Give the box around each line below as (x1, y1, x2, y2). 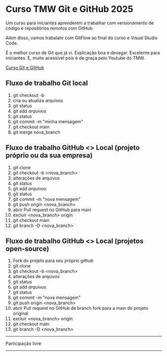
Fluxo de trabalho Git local (5, 79, 88, 87)
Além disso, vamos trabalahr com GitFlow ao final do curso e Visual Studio (5, 35, 158, 41)
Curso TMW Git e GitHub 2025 (5, 3, 133, 15)
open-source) (5, 244, 49, 253)
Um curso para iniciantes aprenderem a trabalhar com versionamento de (5, 20, 154, 26)
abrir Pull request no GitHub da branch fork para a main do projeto (12, 305, 148, 311)
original (12, 310, 29, 316)
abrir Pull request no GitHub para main (12, 207, 91, 213)
